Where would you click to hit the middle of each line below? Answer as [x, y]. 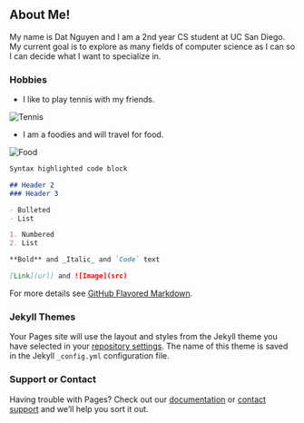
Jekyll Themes [43, 317]
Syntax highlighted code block [69, 169]
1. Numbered [32, 235]
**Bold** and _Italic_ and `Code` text [85, 260]
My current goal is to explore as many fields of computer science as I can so [152, 46]
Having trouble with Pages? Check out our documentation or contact [137, 399]
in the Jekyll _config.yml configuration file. [89, 356]
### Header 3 [34, 193]
